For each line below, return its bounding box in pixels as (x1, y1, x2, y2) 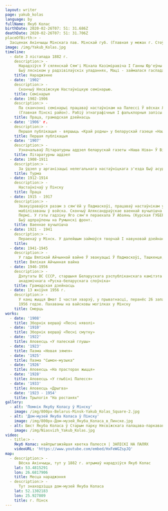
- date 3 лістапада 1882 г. (9, 54, 68, 59)
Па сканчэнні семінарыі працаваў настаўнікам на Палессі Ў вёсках (18, 106, 160, 111)
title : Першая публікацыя (14, 134, 68, 139)
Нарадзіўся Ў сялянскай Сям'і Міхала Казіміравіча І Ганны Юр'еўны (18, 63, 162, 68)
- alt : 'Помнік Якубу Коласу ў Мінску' (9, 404, 93, 410)
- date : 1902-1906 (9, 96, 48, 101)
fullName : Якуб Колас (5, 21, 50, 27)
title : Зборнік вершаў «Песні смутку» (14, 330, 95, 335)
